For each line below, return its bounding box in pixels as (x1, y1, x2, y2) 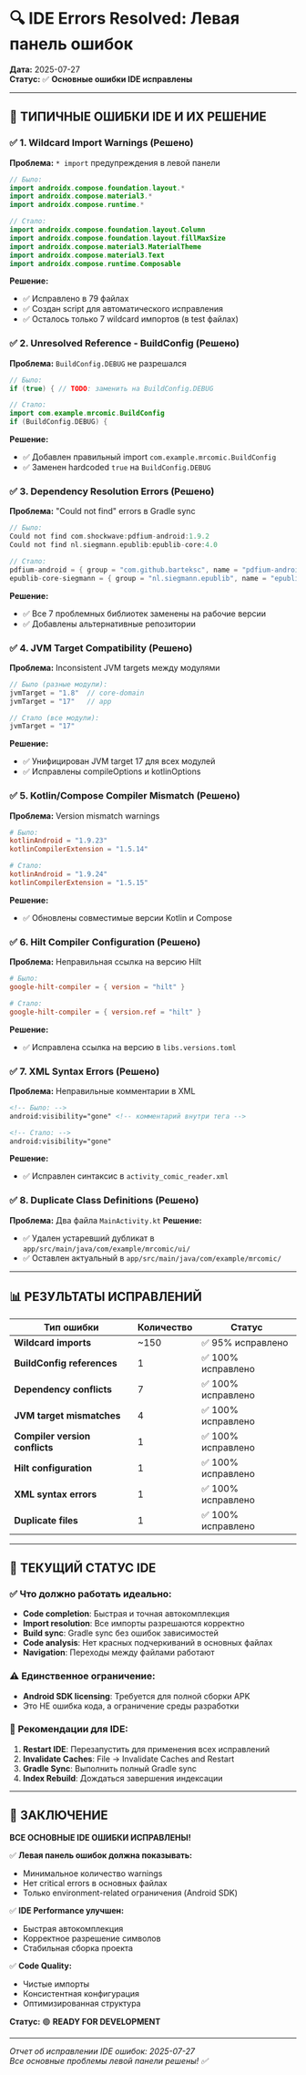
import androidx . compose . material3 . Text (9, 251, 166, 260)
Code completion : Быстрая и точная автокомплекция (22, 1608, 230, 1619)
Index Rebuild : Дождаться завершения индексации (22, 1772, 223, 1783)
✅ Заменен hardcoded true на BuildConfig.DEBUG (22, 462, 211, 473)
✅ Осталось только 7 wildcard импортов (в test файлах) (22, 314, 240, 325)
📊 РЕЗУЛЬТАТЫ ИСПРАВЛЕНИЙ (9, 1289, 202, 1305)
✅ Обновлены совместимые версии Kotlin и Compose (22, 912, 232, 923)
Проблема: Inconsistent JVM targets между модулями (9, 662, 220, 673)
